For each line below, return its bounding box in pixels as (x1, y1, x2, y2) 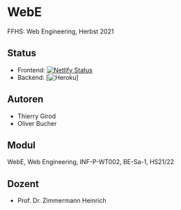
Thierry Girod (17, 112, 56, 120)
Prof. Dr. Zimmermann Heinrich (17, 196, 107, 205)
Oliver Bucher (17, 119, 57, 127)
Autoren (7, 93, 44, 105)
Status (7, 47, 37, 59)
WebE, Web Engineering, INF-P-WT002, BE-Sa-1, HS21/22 (7, 158, 175, 166)
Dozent (7, 178, 40, 190)
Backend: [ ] (17, 73, 79, 81)
